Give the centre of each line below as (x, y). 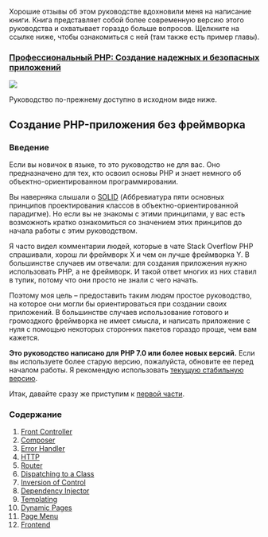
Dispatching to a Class (57, 474)
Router (31, 465)
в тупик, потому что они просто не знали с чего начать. (104, 280)
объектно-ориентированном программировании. (93, 181)
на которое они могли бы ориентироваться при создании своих (118, 304)
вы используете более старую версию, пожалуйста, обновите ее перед (131, 361)
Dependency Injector (55, 491)
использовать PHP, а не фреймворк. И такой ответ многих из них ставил (133, 271)
